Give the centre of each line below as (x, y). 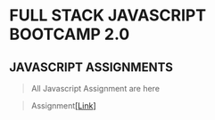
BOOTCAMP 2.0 (70, 34)
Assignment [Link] (63, 106)
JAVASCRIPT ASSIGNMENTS (91, 67)
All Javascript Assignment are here (95, 88)
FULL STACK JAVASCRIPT (108, 16)
